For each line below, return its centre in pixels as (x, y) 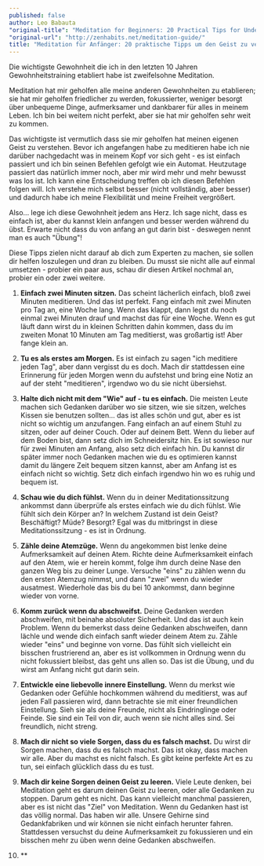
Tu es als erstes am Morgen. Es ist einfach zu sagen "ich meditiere (129, 359)
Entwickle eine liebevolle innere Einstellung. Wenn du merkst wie (128, 685)
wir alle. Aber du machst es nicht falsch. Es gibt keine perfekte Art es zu (136, 758)
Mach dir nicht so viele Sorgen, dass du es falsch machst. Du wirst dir (136, 742)
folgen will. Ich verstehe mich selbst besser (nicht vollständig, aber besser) (130, 189)
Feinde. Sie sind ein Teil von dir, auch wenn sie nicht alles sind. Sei (127, 718)
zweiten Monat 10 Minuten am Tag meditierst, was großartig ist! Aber (131, 335)
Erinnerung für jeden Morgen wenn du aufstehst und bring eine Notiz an (136, 375)
